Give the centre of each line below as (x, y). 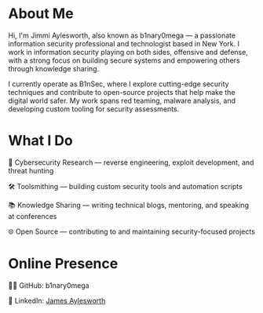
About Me (41, 14)
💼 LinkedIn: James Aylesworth (57, 300)
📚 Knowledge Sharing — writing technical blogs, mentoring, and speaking (129, 205)
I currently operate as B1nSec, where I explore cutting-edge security (119, 84)
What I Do (40, 141)
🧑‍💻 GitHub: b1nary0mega (49, 285)
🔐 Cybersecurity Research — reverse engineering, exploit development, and (131, 162)
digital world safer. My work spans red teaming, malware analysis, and (122, 100)
